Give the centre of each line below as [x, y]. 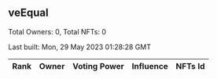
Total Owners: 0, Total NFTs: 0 [57, 31]
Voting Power [98, 66]
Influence [150, 66]
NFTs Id [190, 66]
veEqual [28, 13]
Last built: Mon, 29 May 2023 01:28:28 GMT [80, 47]
